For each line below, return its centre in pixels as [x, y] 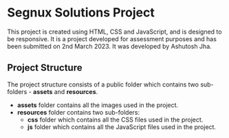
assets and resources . [66, 91]
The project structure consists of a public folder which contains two [103, 84]
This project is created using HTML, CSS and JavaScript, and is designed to [115, 32]
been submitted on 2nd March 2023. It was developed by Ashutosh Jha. [109, 46]
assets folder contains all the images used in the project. [98, 105]
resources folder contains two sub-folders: [78, 112]
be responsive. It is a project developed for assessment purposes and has [112, 38]
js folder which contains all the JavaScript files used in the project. [122, 127]
